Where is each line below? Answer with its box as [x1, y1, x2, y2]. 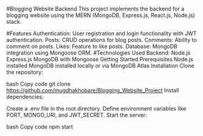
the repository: [6, 69, 44, 75]
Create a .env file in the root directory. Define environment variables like [6, 105, 187, 112]
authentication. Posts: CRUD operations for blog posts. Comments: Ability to [6, 36, 198, 43]
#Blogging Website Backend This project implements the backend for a [6, 5, 185, 12]
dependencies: [6, 93, 44, 100]
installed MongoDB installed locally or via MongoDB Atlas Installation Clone [6, 62, 194, 69]
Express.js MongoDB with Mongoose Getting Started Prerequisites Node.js [6, 56, 193, 63]
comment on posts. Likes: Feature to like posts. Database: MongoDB [6, 42, 178, 50]
